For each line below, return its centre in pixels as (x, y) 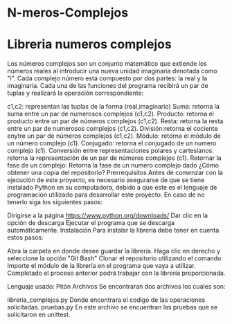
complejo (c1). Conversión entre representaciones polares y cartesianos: (111, 151)
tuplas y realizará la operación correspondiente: (75, 93)
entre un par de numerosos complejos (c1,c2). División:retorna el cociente (113, 129)
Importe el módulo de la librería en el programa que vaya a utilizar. (101, 266)
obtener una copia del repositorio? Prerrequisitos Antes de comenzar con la (115, 173)
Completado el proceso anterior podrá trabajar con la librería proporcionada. (116, 273)
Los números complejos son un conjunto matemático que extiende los (107, 64)
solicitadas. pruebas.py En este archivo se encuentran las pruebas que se (113, 307)
